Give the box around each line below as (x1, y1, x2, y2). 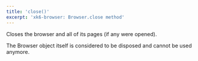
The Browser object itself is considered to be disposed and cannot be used (6, 42, 192, 49)
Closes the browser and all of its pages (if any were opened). (6, 30, 157, 37)
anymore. (6, 48, 30, 55)
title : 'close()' (6, 8, 50, 15)
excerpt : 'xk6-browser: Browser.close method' (6, 14, 125, 20)
